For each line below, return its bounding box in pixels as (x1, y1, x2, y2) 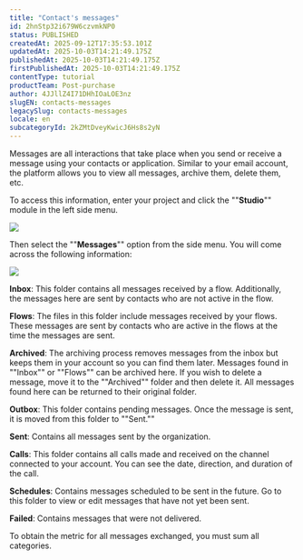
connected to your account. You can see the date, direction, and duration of (9, 458, 293, 469)
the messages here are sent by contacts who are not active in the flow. (9, 293, 274, 304)
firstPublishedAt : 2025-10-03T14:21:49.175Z (9, 65, 181, 74)
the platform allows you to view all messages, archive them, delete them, (9, 167, 281, 178)
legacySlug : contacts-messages (9, 106, 128, 115)
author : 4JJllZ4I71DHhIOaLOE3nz (9, 89, 132, 98)
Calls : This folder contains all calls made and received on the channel (9, 449, 269, 459)
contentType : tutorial (9, 73, 95, 82)
